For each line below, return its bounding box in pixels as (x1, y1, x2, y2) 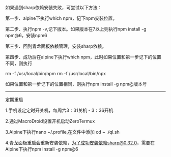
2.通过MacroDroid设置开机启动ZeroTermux (5, 118, 95, 124)
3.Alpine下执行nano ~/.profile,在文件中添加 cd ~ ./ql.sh (5, 129, 120, 135)
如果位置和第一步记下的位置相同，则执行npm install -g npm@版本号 (5, 81, 147, 87)
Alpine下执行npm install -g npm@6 (5, 146, 79, 152)
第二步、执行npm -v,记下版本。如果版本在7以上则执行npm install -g (5, 26, 147, 32)
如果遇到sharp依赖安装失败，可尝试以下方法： (5, 5, 102, 10)
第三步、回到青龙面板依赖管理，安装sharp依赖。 (5, 43, 107, 49)
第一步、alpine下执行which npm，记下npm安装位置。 (5, 15, 118, 21)
